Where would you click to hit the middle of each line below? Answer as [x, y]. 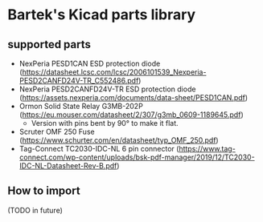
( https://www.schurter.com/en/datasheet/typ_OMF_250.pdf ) [119, 140]
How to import [44, 191]
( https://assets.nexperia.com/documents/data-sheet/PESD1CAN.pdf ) [134, 97]
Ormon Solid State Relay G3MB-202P [81, 106]
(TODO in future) [35, 210]
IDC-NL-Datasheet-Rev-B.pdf [68, 165]
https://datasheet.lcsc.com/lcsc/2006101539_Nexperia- [114, 72]
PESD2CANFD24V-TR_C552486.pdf [79, 81]
